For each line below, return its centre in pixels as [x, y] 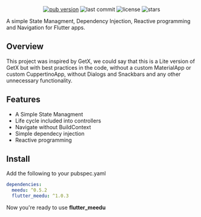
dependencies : [24, 185]
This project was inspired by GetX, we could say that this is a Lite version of [101, 61]
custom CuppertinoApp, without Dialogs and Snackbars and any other [94, 74]
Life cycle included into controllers [58, 121]
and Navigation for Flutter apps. [46, 28]
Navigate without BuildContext [53, 127]
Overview [25, 46]
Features [23, 100]
